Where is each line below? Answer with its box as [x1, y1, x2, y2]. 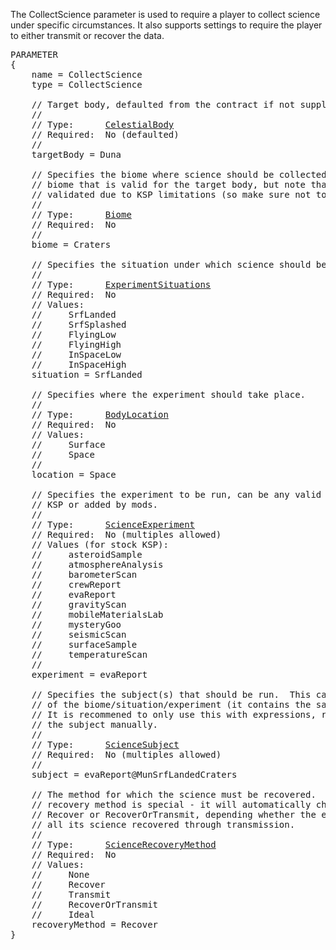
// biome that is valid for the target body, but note [31, 179, 307, 190]
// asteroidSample [31, 549, 143, 560]
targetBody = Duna [31, 149, 122, 160]
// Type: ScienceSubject [31, 739, 180, 750]
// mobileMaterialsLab [31, 609, 164, 620]
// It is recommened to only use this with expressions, [31, 709, 317, 720]
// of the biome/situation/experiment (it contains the [31, 699, 312, 710]
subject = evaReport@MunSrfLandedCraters [31, 769, 238, 780]
